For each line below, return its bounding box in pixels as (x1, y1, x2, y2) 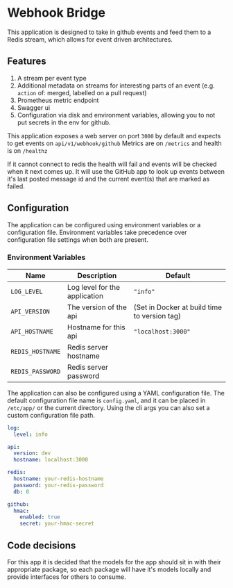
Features (7, 56, 46, 67)
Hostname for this (67, 322, 126, 332)
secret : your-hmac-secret (19, 520, 95, 528)
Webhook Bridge (7, 5, 106, 21)
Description (77, 270, 117, 280)
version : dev (13, 450, 51, 457)
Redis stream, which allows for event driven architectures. (7, 35, 173, 43)
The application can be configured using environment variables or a (7, 220, 201, 229)
